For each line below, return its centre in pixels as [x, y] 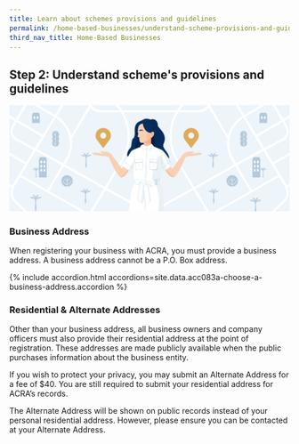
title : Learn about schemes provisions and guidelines [113, 19]
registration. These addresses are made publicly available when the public [145, 348]
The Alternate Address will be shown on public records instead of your [139, 411]
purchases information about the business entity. [99, 358]
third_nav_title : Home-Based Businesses [85, 37]
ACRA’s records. [39, 394]
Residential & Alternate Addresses [85, 310]
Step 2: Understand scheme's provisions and [137, 74]
